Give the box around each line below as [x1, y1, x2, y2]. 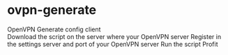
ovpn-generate [7, 2, 97, 18]
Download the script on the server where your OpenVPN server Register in [7, 32, 222, 40]
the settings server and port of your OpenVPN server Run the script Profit [7, 40, 218, 48]
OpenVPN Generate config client [7, 25, 101, 33]
